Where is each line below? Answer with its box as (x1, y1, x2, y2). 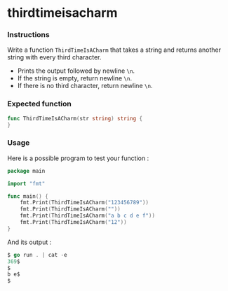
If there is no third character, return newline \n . (17, 82, 153, 90)
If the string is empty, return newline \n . (17, 74, 132, 83)
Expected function (7, 99, 72, 109)
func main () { (7, 192, 49, 200)
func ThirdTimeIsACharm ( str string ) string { (7, 115, 142, 122)
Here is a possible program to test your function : (7, 154, 149, 162)
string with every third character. (7, 53, 102, 62)
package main (7, 167, 46, 174)
